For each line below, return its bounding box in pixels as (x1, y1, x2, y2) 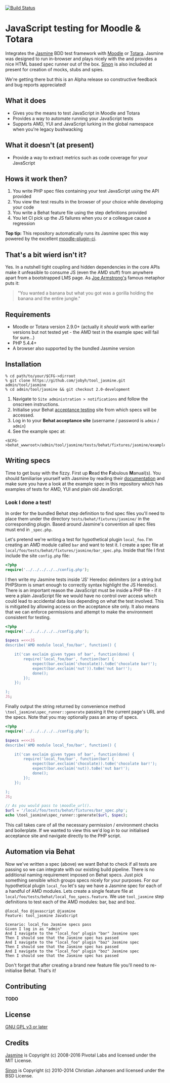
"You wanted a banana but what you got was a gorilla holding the (17, 290, 154, 296)
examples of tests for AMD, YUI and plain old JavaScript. (5, 486, 123, 492)
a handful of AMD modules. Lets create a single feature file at (5, 888, 133, 894)
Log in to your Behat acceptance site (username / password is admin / (12, 417, 159, 423)
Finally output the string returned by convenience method (5, 704, 125, 710)
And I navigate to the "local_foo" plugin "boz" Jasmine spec (5, 949, 139, 954)
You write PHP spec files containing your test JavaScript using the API (12, 188, 159, 194)
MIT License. (5, 1058, 32, 1064)
